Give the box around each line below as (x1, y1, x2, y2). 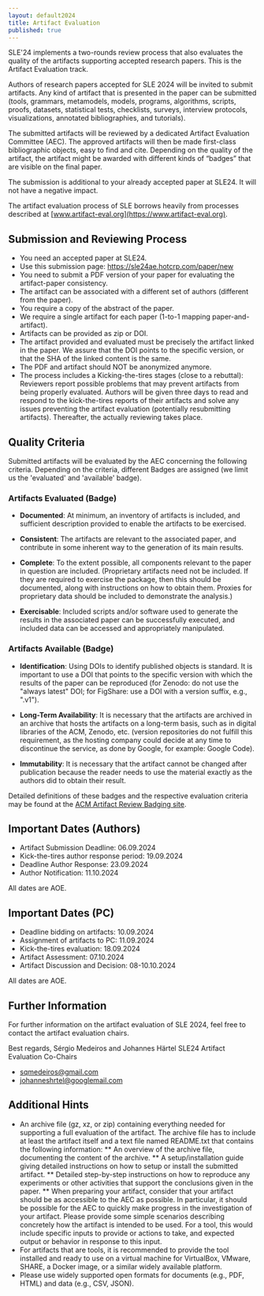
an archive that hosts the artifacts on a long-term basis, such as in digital (19, 719, 257, 728)
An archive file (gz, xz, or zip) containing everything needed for (19, 1119, 226, 1129)
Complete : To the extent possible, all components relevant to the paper (19, 558, 252, 568)
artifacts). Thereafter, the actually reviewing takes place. (19, 413, 203, 422)
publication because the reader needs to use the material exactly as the (19, 767, 253, 777)
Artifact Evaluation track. (8, 65, 89, 74)
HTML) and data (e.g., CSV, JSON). (19, 1279, 134, 1288)
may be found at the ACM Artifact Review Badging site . (8, 799, 187, 809)
